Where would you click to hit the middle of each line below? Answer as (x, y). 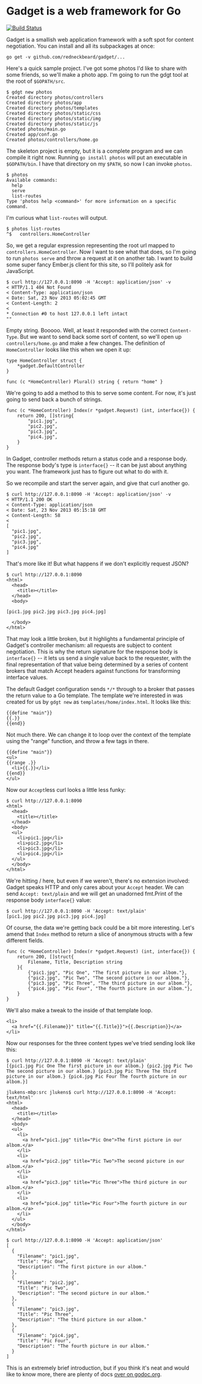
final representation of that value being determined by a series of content (97, 664)
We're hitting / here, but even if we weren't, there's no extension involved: (98, 881)
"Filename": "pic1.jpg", (48, 1256)
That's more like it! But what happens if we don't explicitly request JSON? (97, 564)
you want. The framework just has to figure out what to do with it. (87, 471)
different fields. (25, 940)
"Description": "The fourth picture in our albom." (83, 1346)
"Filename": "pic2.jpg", (48, 1283)
